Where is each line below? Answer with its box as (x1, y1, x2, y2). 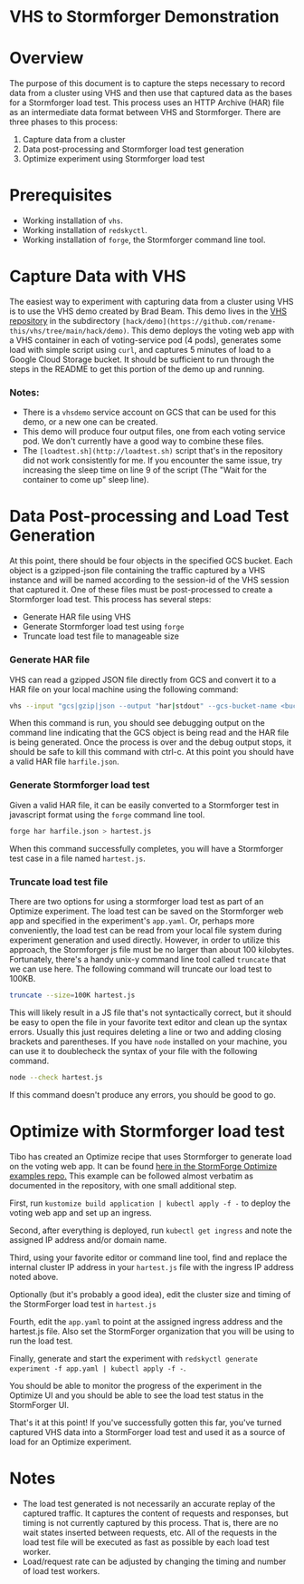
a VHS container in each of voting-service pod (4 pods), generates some (9, 335, 282, 346)
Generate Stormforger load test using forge (22, 621, 185, 632)
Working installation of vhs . (22, 215, 124, 226)
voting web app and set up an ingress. (9, 1207, 152, 1217)
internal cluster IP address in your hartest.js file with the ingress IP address (9, 1261, 294, 1272)
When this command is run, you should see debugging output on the (9, 718, 265, 728)
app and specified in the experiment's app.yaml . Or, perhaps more (9, 914, 255, 926)
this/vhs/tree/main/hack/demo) (9, 327, 128, 336)
